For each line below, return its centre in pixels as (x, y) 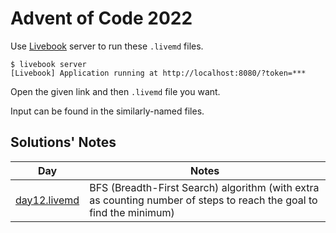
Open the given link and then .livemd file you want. (115, 91)
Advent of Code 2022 (101, 18)
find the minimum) (132, 212)
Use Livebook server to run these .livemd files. (107, 46)
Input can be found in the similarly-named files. (107, 111)
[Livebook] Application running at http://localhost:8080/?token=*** (158, 73)
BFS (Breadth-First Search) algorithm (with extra (204, 187)
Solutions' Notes (63, 142)
